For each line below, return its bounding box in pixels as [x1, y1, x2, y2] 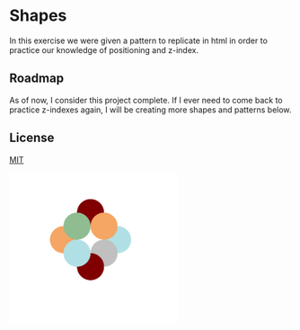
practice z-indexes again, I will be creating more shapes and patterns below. [9, 104, 292, 115]
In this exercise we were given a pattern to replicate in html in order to [9, 35, 268, 46]
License [9, 130, 55, 146]
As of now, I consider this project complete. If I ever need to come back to [9, 94, 283, 105]
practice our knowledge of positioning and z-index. [9, 44, 199, 55]
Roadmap [9, 71, 65, 86]
